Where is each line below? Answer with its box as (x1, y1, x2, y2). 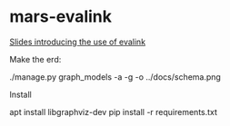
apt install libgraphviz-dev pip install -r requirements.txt (9, 106, 218, 117)
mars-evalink (9, 6, 112, 27)
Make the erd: (9, 53, 62, 64)
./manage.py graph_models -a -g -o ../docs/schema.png (9, 71, 221, 82)
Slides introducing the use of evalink (9, 36, 146, 47)
